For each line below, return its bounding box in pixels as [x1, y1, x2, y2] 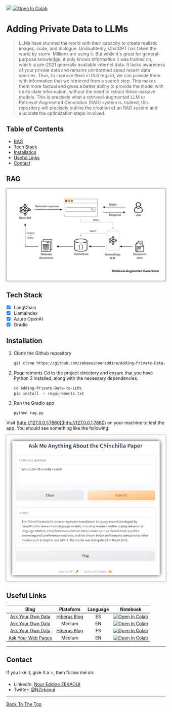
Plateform [59, 606, 80, 612]
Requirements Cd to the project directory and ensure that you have [13, 370, 153, 376]
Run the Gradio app [13, 400, 55, 406]
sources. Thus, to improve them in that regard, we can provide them [18, 72, 160, 78]
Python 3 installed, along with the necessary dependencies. [13, 375, 139, 381]
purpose [18, 56, 36, 62]
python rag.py [13, 410, 44, 416]
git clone [13, 361, 35, 366]
